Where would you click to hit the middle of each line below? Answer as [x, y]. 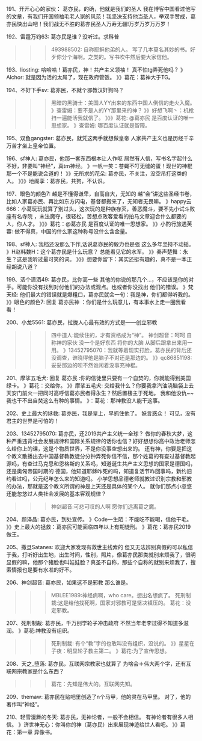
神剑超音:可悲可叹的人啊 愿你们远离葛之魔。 [105, 506]
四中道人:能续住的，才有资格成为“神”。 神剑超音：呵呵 [118, 335]
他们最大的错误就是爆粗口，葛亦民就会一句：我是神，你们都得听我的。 [106, 294]
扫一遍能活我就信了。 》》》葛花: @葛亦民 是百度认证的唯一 [122, 118]
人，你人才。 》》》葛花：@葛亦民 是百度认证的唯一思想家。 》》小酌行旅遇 [97, 224]
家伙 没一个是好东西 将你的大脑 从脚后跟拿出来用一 [130, 343]
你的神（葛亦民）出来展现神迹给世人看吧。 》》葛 [125, 724]
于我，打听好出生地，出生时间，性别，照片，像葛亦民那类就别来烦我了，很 [98, 555]
